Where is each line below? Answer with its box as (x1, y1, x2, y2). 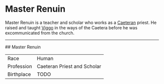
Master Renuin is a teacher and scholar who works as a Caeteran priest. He (5, 20, 157, 25)
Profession (7, 63, 33, 69)
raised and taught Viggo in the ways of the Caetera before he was (5, 24, 138, 30)
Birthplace (7, 71, 31, 78)
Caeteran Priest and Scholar (37, 63, 102, 69)
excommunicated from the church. (5, 30, 75, 36)
